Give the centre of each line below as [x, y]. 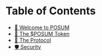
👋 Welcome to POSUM [42, 27]
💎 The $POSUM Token [42, 33]
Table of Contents [51, 11]
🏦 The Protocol [33, 40]
